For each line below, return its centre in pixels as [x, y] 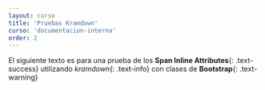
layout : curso [32, 16]
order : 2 [23, 38]
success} [24, 69]
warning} [23, 77]
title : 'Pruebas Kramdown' [53, 23]
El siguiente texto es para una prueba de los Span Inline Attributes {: [121, 61]
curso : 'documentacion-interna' [62, 30]
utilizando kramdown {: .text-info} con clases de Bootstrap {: [139, 69]
